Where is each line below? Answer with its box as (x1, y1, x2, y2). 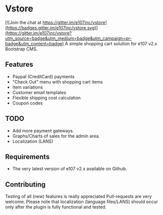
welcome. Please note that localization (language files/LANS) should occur (5, 199, 158, 205)
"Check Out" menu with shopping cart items (12, 79, 103, 85)
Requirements (5, 152, 50, 161)
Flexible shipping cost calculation (12, 95, 81, 101)
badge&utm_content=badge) (5, 40, 64, 46)
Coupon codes (12, 100, 43, 106)
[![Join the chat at (5, 19, 42, 25)
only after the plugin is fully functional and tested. (5, 204, 107, 210)
